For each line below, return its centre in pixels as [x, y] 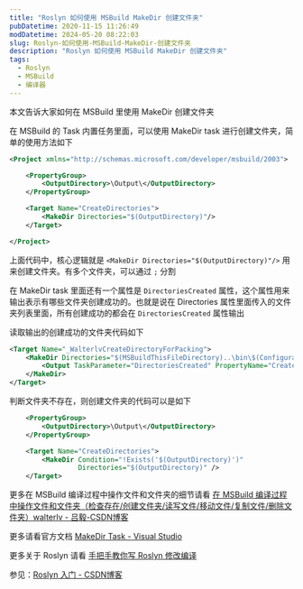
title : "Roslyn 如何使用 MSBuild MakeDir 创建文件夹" [106, 18]
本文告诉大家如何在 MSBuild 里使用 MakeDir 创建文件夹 [112, 111]
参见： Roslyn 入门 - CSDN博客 [66, 575]
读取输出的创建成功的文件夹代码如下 [77, 332]
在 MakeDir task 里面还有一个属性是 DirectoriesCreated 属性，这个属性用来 [150, 290]
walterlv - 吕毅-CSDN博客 [81, 517]
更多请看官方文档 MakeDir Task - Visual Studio [96, 537]
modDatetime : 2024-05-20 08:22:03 [74, 34]
